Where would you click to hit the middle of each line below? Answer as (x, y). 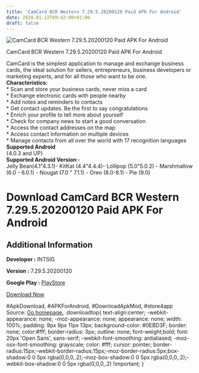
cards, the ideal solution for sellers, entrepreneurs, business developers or (99, 70)
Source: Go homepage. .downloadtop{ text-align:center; (76, 313)
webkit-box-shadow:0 (34, 364)
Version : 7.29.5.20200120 (39, 271)
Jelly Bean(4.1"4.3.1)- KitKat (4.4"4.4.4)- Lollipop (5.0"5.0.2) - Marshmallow (99, 166)
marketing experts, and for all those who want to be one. (77, 77)
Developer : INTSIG (31, 260)
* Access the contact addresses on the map (61, 128)
